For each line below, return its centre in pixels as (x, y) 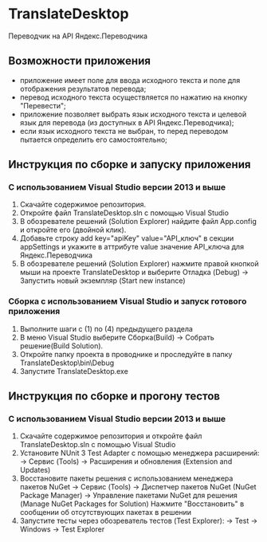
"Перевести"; (43, 105)
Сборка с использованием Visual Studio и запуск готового (128, 301)
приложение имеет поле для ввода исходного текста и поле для (130, 80)
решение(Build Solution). (61, 346)
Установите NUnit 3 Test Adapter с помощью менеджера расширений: (139, 453)
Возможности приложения (80, 61)
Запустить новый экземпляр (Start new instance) (102, 281)
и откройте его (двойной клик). (73, 230)
